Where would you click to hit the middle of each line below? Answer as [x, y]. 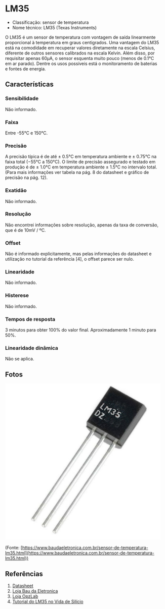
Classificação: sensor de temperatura [50, 22]
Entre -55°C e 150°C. [26, 133]
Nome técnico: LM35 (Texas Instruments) [55, 27]
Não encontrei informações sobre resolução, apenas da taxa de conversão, [82, 225]
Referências [24, 574]
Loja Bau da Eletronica [35, 591]
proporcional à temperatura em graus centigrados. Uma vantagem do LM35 [82, 42]
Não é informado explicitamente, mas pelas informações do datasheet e [78, 254]
